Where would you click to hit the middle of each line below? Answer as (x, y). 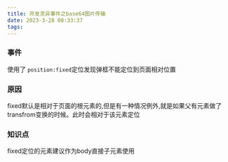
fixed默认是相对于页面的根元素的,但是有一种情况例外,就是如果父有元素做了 (115, 105)
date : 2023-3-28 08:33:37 (45, 20)
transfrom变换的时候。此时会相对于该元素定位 (74, 114)
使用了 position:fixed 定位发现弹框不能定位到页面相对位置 (92, 69)
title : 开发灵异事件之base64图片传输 (56, 14)
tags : (15, 27)
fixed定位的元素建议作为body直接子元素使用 (71, 151)
